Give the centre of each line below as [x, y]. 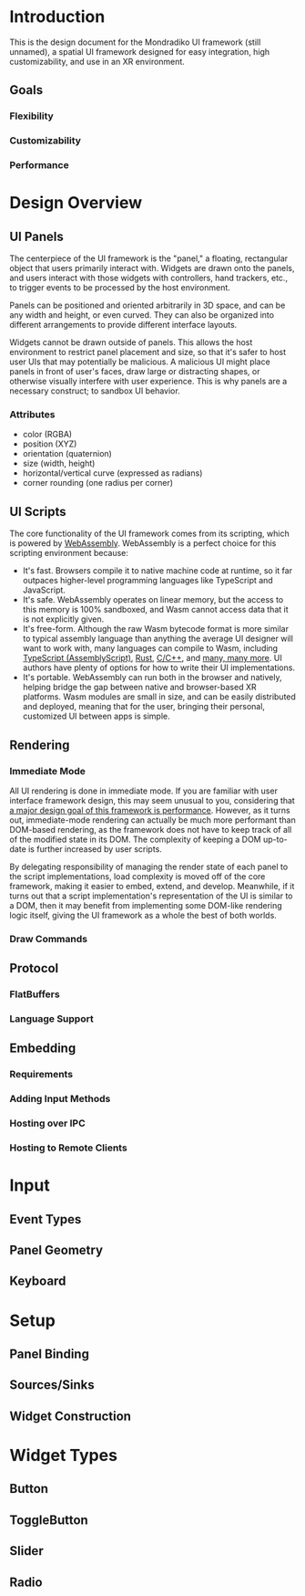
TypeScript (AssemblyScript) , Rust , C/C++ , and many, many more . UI [152, 658]
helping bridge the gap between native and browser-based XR [139, 688]
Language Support [51, 1019]
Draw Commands [49, 939]
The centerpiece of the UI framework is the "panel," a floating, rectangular [149, 258]
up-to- [275, 839]
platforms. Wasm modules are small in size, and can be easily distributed [159, 697]
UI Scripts [38, 512]
